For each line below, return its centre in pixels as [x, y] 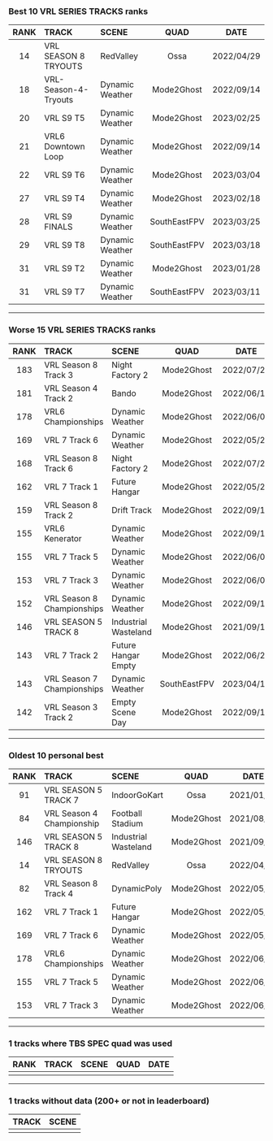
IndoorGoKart [138, 795]
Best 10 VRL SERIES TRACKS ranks [78, 11]
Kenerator [63, 538]
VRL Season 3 [71, 707]
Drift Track [132, 510]
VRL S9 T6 [65, 175]
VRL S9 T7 [65, 292]
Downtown [65, 146]
